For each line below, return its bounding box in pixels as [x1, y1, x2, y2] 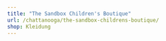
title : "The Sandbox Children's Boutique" [7, 10, 131, 17]
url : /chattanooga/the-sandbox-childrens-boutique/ [7, 17, 159, 24]
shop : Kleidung [7, 23, 51, 30]
